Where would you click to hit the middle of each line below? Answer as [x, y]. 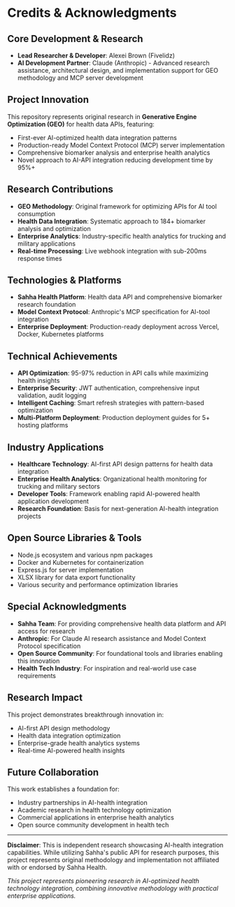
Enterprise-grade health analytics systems [78, 743]
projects [29, 516]
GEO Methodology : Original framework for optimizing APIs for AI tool [117, 206]
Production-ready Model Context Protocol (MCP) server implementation [121, 145]
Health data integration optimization [69, 736]
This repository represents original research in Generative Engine [102, 116]
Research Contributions [60, 189]
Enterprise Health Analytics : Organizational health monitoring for [112, 479]
